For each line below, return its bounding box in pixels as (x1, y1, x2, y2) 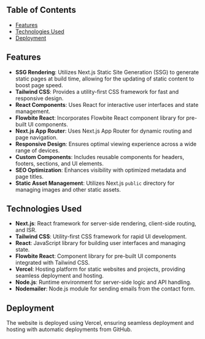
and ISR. (15, 227, 37, 234)
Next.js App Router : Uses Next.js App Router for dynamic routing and (15, 127, 192, 134)
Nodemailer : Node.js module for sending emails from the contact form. (15, 285, 195, 292)
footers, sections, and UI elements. (15, 160, 104, 167)
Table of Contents (6, 5, 77, 15)
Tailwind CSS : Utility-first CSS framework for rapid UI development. (15, 233, 187, 240)
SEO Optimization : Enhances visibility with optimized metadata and (15, 166, 186, 174)
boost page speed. (15, 81, 63, 88)
